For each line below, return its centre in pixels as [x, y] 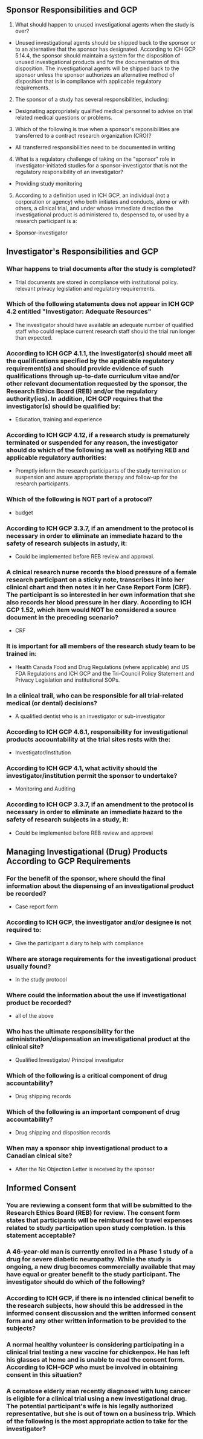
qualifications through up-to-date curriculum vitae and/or [93, 376]
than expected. [34, 337]
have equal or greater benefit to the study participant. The [93, 1274]
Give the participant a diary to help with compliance [79, 943]
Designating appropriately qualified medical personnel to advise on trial [104, 111]
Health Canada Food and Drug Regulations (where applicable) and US [102, 667]
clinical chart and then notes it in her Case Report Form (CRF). [99, 587]
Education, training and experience [59, 419]
